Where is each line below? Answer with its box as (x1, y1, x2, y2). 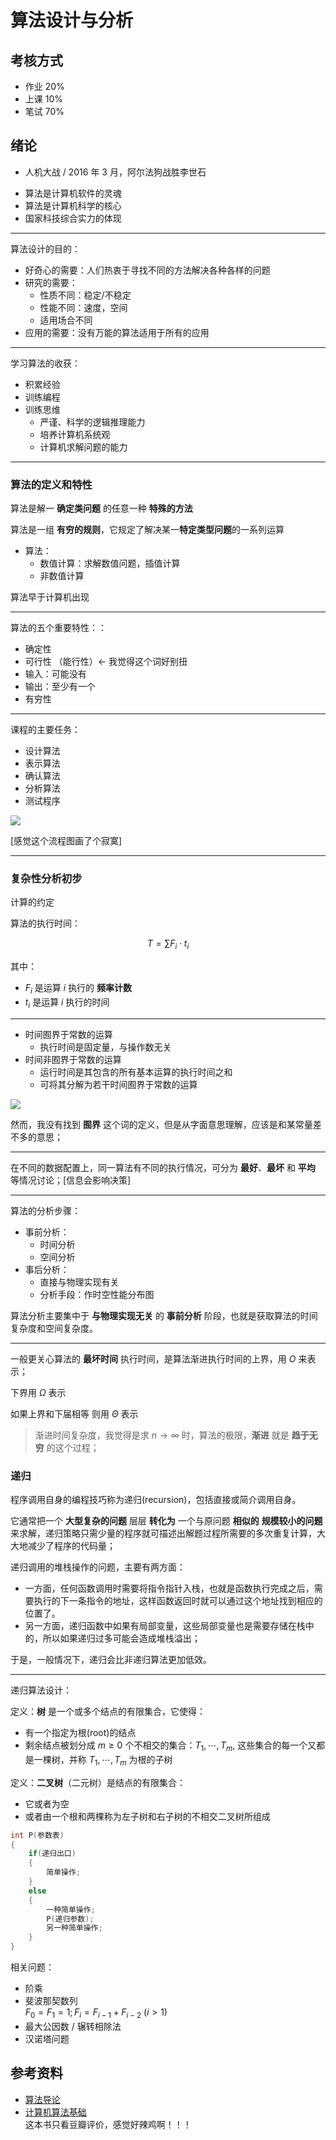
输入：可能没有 (24, 668, 87, 680)
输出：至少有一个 (24, 681, 96, 693)
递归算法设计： (10, 1684, 72, 1696)
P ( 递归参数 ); (46, 1914, 95, 1924)
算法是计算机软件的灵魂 (24, 187, 122, 199)
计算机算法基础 (24, 2106, 87, 2118)
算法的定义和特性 (10, 477, 93, 491)
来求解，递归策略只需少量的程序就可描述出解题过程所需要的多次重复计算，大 (10, 1527, 326, 1540)
